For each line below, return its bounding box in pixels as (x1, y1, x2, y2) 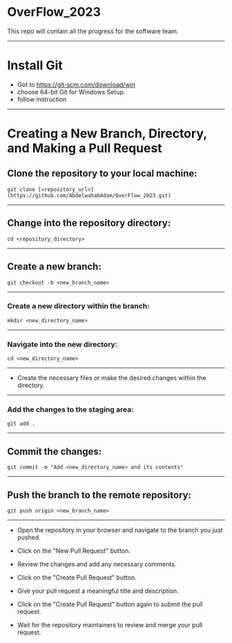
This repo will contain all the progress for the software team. (7, 27, 179, 35)
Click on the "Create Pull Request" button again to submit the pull (17, 600, 203, 609)
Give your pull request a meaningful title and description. (17, 587, 179, 595)
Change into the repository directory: (7, 217, 171, 229)
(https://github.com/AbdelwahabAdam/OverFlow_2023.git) (7, 192, 171, 199)
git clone (7, 186, 36, 193)
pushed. (17, 533, 41, 542)
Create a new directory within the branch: (7, 301, 150, 311)
